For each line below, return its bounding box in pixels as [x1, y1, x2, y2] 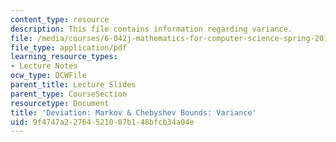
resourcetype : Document [10, 98, 110, 108]
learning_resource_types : [10, 52, 118, 62]
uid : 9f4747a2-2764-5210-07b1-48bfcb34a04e [10, 117, 195, 127]
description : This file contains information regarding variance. [10, 24, 293, 34]
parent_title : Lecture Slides [10, 80, 137, 90]
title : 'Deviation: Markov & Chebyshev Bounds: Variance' [10, 107, 257, 118]
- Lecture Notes [10, 61, 78, 71]
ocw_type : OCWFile [10, 71, 87, 81]
